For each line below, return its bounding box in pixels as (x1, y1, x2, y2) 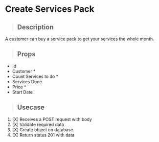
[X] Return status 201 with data (12, 132, 75, 138)
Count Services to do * (12, 73, 59, 79)
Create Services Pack (5, 3, 94, 15)
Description (17, 23, 54, 31)
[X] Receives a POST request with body (12, 116, 92, 122)
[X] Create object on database (12, 126, 73, 133)
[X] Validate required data (12, 121, 65, 127)
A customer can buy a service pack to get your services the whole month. (5, 36, 154, 42)
